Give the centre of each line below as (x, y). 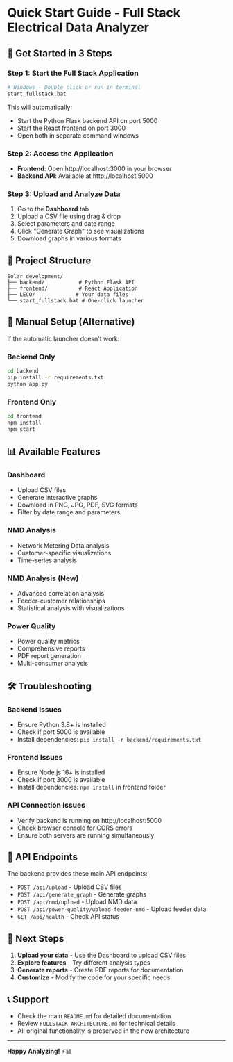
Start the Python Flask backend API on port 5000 (87, 120)
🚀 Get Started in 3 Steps (60, 53)
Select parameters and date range (66, 224)
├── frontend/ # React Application (72, 289)
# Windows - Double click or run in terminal (74, 87)
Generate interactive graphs (57, 498)
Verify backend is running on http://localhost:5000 (89, 820)
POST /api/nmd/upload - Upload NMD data (77, 902)
